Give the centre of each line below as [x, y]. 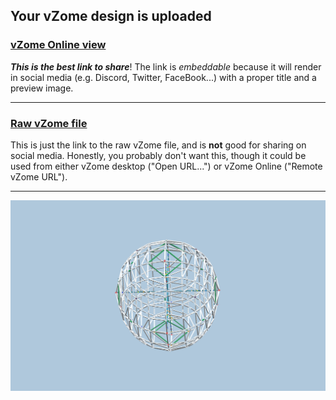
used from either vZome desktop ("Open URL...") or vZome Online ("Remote [166, 166]
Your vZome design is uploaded [111, 16]
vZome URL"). [39, 176]
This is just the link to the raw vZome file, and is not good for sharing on [158, 145]
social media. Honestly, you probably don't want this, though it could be [158, 155]
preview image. [42, 88]
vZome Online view [58, 45]
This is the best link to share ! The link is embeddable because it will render [166, 66]
